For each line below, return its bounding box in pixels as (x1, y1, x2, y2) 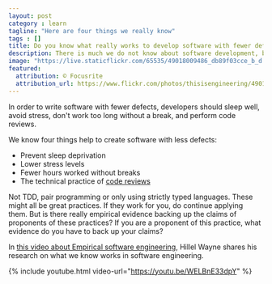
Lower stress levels (19, 159, 85, 168)
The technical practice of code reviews (19, 176, 151, 186)
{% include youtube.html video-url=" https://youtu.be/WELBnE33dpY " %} (8, 266, 253, 276)
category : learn (8, 19, 67, 28)
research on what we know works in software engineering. (8, 250, 204, 260)
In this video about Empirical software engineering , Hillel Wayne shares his (8, 242, 257, 252)
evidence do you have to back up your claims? (8, 226, 164, 235)
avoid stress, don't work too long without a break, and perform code (8, 110, 236, 120)
